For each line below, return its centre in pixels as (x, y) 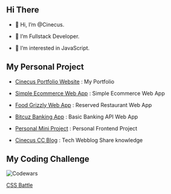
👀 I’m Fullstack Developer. (47, 36)
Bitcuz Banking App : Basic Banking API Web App (76, 117)
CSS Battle (20, 185)
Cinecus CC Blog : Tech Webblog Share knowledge (79, 140)
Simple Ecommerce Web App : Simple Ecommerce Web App (90, 93)
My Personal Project (45, 67)
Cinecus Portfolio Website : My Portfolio (65, 82)
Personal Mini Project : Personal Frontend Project (76, 128)
